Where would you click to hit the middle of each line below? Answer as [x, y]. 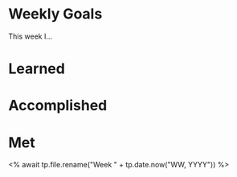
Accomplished [58, 106]
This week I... [31, 36]
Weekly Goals [55, 14]
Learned [37, 69]
